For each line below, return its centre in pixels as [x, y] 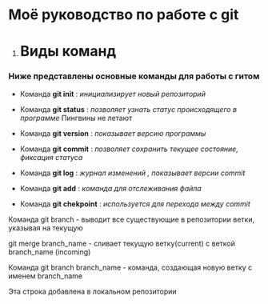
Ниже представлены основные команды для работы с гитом [134, 76]
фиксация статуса [51, 157]
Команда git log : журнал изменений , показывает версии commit [132, 173]
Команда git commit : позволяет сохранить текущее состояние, [129, 149]
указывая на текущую [46, 228]
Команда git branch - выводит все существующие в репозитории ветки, [131, 219]
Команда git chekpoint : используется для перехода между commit [135, 204]
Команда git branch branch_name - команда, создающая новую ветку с [130, 267]
